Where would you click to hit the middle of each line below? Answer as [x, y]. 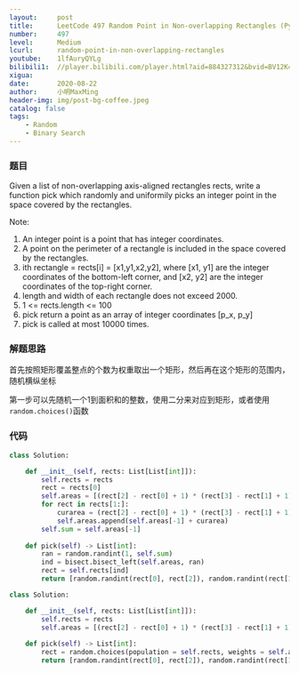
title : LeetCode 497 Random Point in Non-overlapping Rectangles [143, 26]
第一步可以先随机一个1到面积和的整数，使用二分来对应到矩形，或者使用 [139, 400]
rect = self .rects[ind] [85, 571]
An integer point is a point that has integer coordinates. [123, 239]
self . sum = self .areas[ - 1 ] [91, 529]
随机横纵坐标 [32, 381]
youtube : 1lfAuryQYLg [55, 59]
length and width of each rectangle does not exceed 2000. [130, 296]
